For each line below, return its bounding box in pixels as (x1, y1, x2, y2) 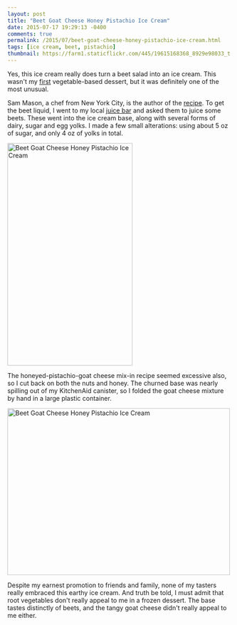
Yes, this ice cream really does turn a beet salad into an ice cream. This (7, 69, 217, 78)
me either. (7, 611, 37, 619)
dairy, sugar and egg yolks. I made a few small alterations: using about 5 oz (7, 121, 228, 130)
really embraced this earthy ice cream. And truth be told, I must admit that (7, 588, 224, 597)
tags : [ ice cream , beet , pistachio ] (7, 43, 116, 51)
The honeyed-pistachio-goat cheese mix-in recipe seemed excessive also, (7, 371, 227, 379)
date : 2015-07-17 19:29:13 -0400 (7, 23, 107, 31)
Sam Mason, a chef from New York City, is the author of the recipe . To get (7, 98, 224, 107)
